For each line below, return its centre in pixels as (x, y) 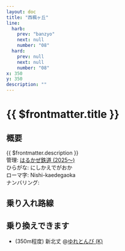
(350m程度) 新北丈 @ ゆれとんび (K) (59, 241)
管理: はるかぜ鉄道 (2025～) (41, 160)
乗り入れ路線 (30, 203)
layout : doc (21, 12)
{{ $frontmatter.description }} (43, 153)
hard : (19, 51)
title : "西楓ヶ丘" (28, 17)
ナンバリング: (23, 182)
